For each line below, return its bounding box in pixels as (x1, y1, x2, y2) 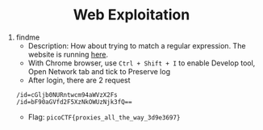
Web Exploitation (73, 6, 190, 24)
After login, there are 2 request (27, 75, 131, 85)
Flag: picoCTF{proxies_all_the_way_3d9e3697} (27, 111, 181, 122)
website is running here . (27, 49, 109, 59)
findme (15, 32, 40, 42)
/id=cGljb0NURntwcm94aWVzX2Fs (15, 90, 119, 99)
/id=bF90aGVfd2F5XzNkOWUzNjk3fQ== (15, 98, 132, 106)
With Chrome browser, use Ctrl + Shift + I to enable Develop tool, (27, 58, 256, 68)
